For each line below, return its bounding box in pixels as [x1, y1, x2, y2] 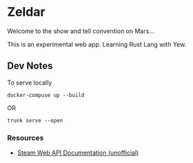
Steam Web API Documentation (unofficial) [17, 149, 139, 157]
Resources [7, 133, 44, 142]
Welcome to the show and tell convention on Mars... [7, 27, 155, 35]
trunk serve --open [7, 117, 63, 124]
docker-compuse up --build [7, 91, 85, 98]
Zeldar [7, 4, 46, 20]
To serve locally [7, 78, 52, 87]
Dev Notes [7, 60, 53, 72]
